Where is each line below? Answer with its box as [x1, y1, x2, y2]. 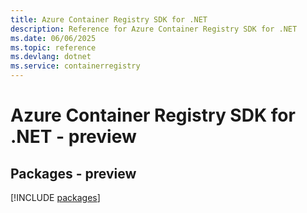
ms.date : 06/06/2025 [10, 33, 97, 43]
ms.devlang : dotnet [10, 52, 92, 62]
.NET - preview [10, 126, 137, 148]
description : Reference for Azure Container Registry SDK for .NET [10, 24, 298, 34]
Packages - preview [10, 165, 137, 182]
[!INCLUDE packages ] [10, 192, 101, 203]
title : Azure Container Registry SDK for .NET [10, 14, 208, 25]
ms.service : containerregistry [10, 61, 141, 71]
